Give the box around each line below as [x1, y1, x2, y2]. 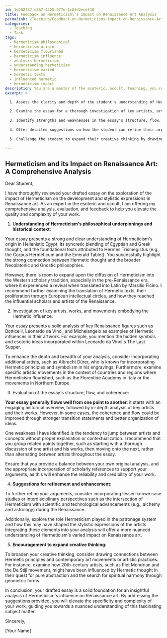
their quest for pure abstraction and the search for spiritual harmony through [5, 572, 162, 578]
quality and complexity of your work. [5, 211, 81, 217]
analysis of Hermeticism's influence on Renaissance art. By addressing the [5, 592, 159, 598]
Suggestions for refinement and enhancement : [12, 481, 112, 487]
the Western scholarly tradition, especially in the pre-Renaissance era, [5, 277, 149, 283]
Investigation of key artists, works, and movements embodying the [12, 308, 149, 314]
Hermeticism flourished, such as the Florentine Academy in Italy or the [5, 374, 150, 380]
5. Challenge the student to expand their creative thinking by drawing [9, 136, 164, 142]
